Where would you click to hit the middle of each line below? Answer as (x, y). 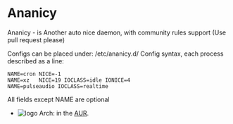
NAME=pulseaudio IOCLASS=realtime (58, 86)
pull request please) (36, 39)
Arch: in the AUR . (64, 113)
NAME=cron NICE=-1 (34, 74)
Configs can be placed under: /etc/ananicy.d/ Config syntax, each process (115, 54)
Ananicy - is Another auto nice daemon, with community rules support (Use (117, 32)
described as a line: (36, 61)
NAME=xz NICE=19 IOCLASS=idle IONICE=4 (69, 80)
